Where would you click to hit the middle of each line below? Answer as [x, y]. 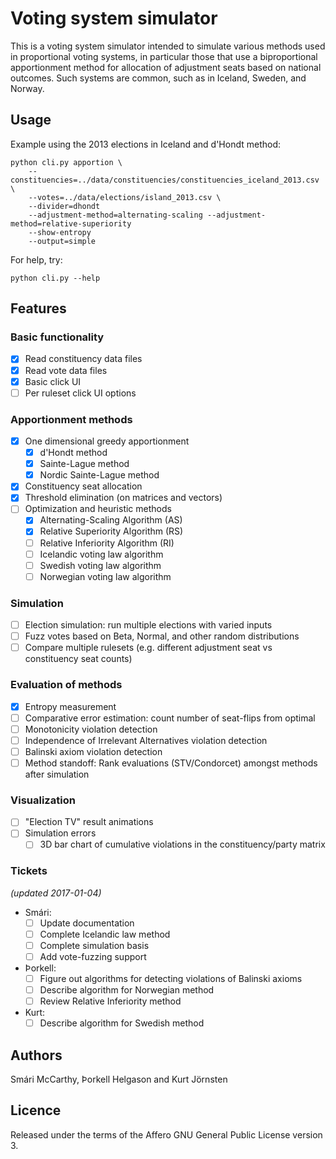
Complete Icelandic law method [105, 934]
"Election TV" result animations [89, 822]
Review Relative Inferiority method [110, 1001]
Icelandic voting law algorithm [101, 554]
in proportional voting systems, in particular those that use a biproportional [164, 56]
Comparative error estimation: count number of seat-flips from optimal [170, 718]
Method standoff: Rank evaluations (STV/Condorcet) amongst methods [171, 763]
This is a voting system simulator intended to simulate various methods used [168, 46]
